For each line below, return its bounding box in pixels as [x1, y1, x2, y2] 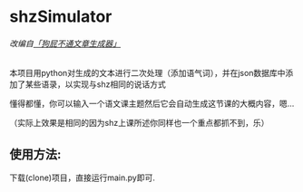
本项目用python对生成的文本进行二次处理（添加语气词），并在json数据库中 [9, 68, 286, 79]
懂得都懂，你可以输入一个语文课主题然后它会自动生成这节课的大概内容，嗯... [9, 98, 295, 110]
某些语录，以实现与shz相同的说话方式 [24, 79, 166, 90]
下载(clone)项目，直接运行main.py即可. [9, 172, 156, 183]
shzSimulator [9, 6, 112, 27]
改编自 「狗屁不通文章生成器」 [9, 38, 121, 49]
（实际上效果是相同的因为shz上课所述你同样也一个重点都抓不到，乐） [9, 118, 269, 129]
